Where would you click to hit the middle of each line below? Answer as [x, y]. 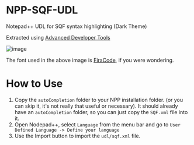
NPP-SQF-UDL [42, 10]
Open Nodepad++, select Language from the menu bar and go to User [98, 124]
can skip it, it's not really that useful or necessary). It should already [96, 106]
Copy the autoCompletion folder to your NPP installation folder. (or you [99, 100]
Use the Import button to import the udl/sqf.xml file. [77, 136]
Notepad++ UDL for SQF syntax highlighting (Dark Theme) [77, 26]
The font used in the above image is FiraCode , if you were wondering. [90, 60]
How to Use [34, 84]
